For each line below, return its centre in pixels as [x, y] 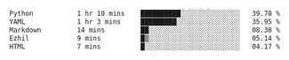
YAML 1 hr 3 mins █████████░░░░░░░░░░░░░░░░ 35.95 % [144, 22]
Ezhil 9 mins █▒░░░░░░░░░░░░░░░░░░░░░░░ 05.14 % [144, 38]
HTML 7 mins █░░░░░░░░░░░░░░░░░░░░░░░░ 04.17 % [144, 46]
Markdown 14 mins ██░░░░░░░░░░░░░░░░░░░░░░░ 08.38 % [144, 30]
